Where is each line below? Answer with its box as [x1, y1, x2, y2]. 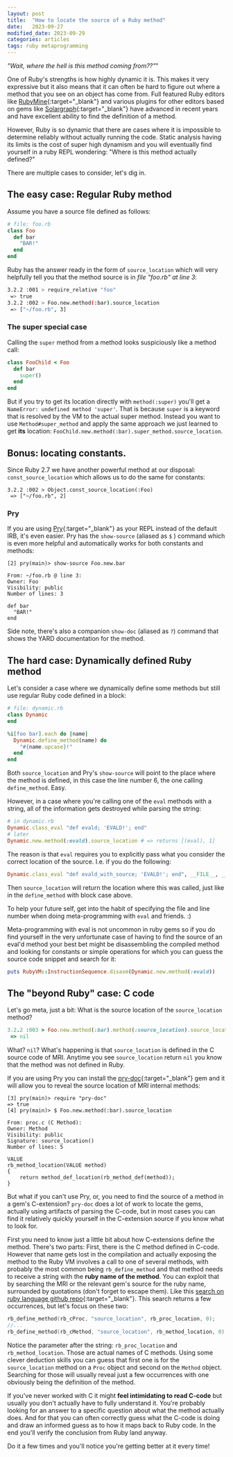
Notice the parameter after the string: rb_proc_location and [7, 1341, 178, 1349]
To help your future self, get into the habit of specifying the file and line [7, 904, 210, 912]
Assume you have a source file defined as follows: [7, 207, 151, 216]
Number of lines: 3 [7, 591, 64, 598]
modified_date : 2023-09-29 [7, 29, 85, 37]
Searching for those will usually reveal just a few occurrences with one [7, 1370, 209, 1378]
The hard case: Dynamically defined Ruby [7, 655, 192, 667]
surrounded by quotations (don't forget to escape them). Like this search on [7, 1287, 224, 1295]
